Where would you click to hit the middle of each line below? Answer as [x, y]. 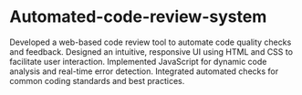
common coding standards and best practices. [97, 80]
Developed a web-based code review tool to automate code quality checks [151, 42]
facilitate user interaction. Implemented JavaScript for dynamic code [138, 61]
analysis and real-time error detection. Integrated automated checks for [144, 71]
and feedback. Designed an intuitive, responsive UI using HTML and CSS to [151, 51]
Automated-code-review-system [138, 17]
